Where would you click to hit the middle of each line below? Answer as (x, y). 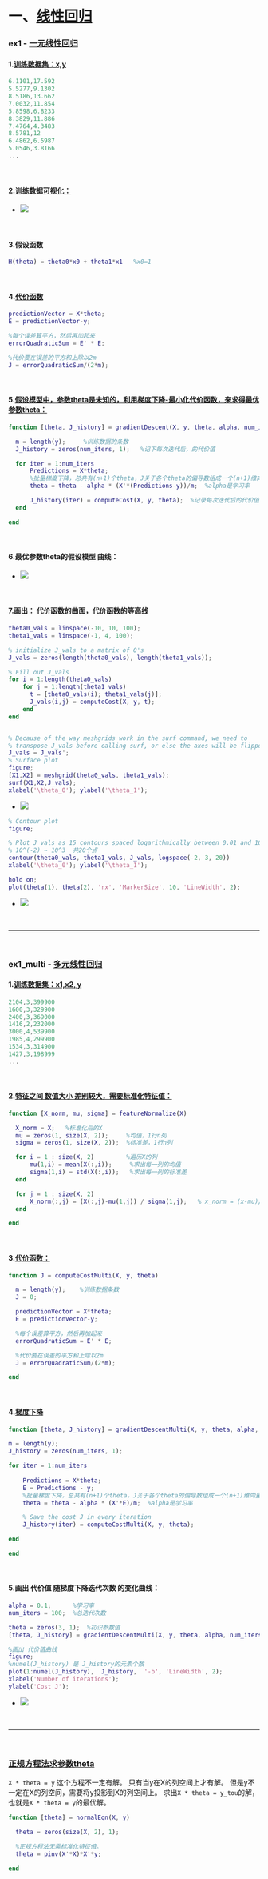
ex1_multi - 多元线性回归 (55, 964)
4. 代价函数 (26, 296)
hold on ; (23, 880)
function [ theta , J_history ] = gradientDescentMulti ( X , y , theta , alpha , (134, 1429)
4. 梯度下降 (26, 1412)
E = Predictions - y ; (58, 1488)
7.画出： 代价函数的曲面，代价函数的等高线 (79, 611)
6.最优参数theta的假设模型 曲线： (63, 557)
